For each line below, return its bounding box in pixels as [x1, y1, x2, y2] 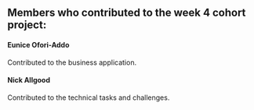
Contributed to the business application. [7, 58, 137, 67]
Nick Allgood [7, 76, 51, 85]
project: [7, 19, 47, 32]
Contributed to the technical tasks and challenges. [7, 93, 170, 102]
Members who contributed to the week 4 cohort [7, 6, 246, 20]
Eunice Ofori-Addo [7, 40, 70, 49]
